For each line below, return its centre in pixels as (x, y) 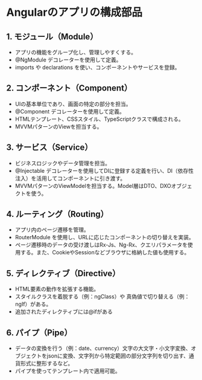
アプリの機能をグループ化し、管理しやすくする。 (76, 52)
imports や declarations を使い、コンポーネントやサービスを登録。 (97, 67)
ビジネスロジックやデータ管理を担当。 (62, 163)
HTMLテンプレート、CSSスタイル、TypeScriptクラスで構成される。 (99, 119)
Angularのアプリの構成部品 (74, 12)
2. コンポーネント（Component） (69, 88)
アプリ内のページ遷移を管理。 (52, 230)
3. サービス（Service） (49, 148)
